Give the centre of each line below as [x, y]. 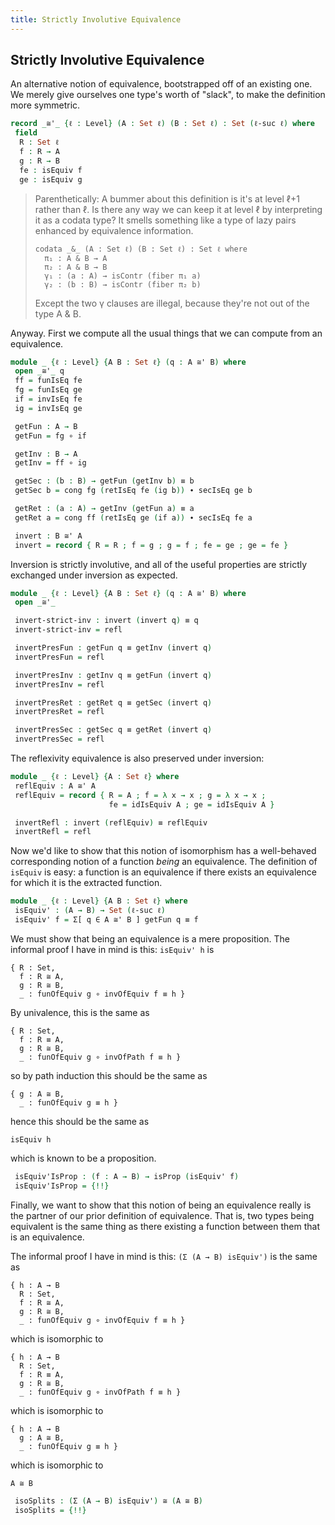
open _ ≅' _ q [39, 371]
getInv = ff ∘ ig [50, 463]
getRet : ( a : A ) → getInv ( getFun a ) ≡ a [104, 509]
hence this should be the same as [80, 1121]
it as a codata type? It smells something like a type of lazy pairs [165, 220]
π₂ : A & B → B [76, 267]
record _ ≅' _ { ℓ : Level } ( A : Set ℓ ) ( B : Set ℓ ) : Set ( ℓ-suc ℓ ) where [163, 124]
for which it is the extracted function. [86, 883]
